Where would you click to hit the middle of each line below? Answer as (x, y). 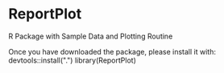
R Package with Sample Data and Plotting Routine (91, 36)
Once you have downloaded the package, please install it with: (112, 51)
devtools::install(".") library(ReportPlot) (73, 60)
